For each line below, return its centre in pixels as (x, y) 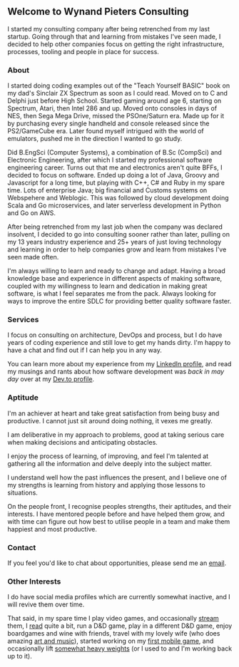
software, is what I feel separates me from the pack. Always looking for (112, 294)
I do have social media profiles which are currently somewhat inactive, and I (119, 597)
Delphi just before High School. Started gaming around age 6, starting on (115, 101)
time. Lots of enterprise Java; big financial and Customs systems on (107, 190)
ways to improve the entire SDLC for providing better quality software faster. (119, 301)
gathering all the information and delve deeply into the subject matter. (110, 463)
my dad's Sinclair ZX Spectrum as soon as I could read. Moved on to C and (118, 93)
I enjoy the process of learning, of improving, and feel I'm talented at (108, 456)
